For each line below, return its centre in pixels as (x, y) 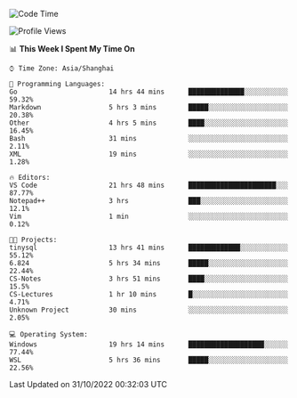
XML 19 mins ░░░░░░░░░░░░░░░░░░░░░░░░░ (149, 154)
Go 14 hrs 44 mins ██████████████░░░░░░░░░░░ (149, 92)
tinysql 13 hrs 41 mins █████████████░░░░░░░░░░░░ (149, 248)
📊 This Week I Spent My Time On (72, 49)
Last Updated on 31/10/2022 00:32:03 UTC (88, 384)
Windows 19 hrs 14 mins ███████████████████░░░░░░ (149, 345)
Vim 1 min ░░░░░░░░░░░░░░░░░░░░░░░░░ (149, 216)
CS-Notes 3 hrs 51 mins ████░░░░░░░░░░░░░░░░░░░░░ (149, 279)
